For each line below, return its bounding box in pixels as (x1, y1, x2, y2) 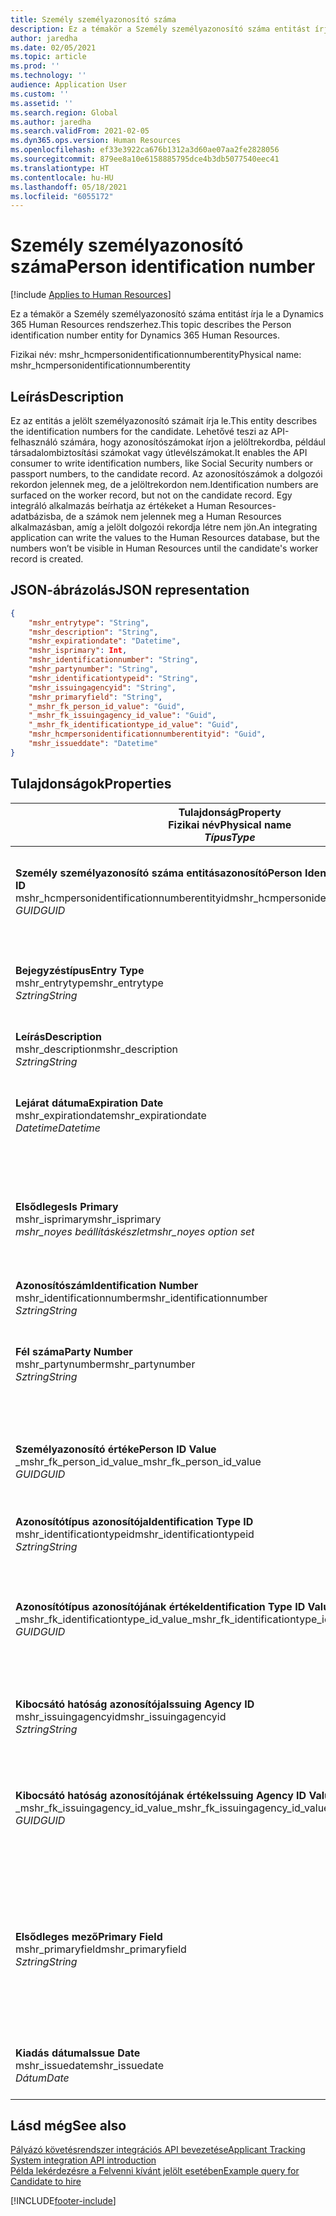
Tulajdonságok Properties (10, 776, 172, 793)
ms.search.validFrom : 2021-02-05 (10, 126, 150, 136)
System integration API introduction (10, 2154, 157, 2166)
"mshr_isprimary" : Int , (28, 646, 128, 656)
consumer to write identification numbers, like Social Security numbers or (10, 457, 314, 469)
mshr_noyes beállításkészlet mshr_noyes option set (15, 1224, 255, 1238)
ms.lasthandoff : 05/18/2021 (10, 182, 128, 192)
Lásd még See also (10, 2117, 127, 2135)
